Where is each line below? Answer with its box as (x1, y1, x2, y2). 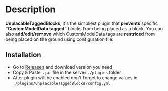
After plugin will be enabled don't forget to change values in (12, 74, 138, 81)
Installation (5, 51, 41, 59)
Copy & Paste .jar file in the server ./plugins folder (12, 69, 121, 75)
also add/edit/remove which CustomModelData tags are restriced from (5, 31, 155, 37)
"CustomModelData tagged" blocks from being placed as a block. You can (5, 25, 163, 31)
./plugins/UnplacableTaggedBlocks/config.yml (12, 81, 110, 86)
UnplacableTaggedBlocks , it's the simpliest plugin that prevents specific (5, 20, 158, 26)
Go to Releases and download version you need (12, 64, 112, 70)
